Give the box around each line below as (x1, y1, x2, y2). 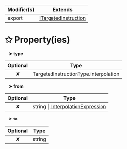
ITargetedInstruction (39, 15, 86, 21)
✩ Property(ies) (5, 34, 70, 46)
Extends (52, 6, 73, 13)
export (7, 15, 23, 21)
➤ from (8, 83, 24, 89)
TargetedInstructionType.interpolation (32, 70, 120, 77)
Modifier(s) (7, 6, 35, 13)
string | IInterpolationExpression (32, 103, 106, 110)
